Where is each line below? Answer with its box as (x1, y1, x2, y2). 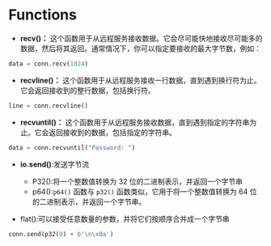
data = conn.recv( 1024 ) (8, 59, 89, 68)
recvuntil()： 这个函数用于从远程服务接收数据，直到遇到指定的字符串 (19, 117, 250, 127)
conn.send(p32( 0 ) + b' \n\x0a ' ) (8, 230, 114, 238)
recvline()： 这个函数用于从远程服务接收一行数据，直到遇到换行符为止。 (19, 75, 261, 85)
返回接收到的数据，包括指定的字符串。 (48, 127, 176, 137)
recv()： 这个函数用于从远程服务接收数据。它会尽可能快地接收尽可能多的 (19, 33, 263, 43)
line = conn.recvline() (8, 101, 89, 110)
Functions (8, 6, 77, 24)
